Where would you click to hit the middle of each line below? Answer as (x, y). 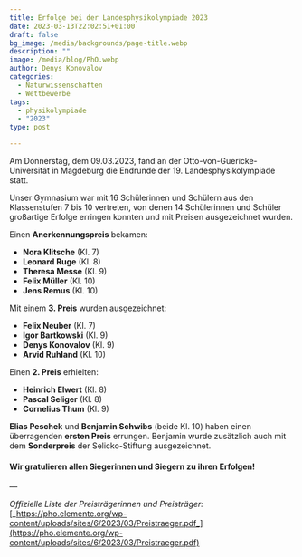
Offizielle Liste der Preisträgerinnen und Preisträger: (106, 504)
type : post (30, 128)
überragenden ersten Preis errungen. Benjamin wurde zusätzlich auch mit (148, 436)
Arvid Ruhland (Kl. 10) (64, 355)
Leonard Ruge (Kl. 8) (61, 262)
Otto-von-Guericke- (220, 161)
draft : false (34, 34)
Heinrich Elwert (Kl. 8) (64, 389)
